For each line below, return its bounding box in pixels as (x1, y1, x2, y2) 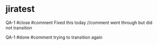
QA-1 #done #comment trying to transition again (5, 34, 103, 40)
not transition (5, 24, 32, 30)
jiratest (5, 3, 35, 15)
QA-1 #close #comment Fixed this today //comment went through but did (5, 20, 153, 25)
